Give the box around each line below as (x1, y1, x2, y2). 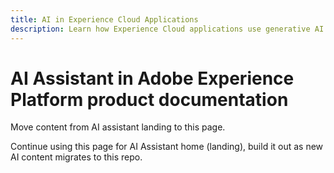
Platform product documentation (10, 88, 289, 111)
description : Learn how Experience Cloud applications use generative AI (10, 24, 325, 34)
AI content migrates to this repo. (10, 151, 143, 163)
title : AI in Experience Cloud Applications (10, 14, 199, 25)
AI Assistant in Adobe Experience (10, 67, 295, 90)
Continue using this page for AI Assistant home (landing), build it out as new (10, 141, 324, 153)
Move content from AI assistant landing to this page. (10, 121, 226, 133)
